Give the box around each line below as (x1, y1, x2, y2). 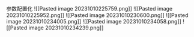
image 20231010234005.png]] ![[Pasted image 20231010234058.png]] (6, 18, 181, 25)
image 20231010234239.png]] (28, 24, 104, 31)
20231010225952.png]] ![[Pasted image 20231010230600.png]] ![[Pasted (6, 12, 189, 19)
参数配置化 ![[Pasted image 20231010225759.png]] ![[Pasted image (6, 5, 173, 12)
